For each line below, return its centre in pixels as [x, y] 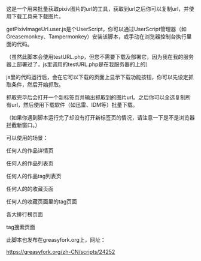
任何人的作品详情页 [30, 151]
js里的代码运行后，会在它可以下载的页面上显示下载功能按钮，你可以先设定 [97, 77]
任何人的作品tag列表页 [34, 176]
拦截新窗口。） [23, 125]
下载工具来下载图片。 [37, 16]
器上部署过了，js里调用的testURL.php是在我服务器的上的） [79, 64]
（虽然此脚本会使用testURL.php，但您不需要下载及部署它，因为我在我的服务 [100, 57]
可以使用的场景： [27, 138]
